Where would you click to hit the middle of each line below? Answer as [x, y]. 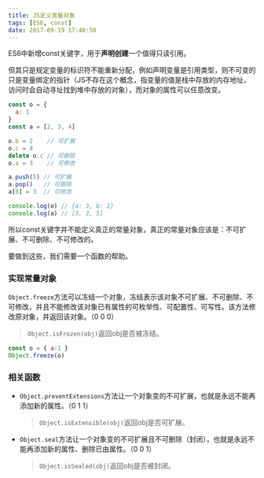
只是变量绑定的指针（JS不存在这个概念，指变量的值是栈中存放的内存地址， [129, 80]
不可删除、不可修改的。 [60, 239]
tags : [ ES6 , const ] [40, 23]
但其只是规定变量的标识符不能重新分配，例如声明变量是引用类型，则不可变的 [132, 70]
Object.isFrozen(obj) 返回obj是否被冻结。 [95, 333]
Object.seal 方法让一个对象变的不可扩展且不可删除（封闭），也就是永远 [134, 439]
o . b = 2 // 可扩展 [42, 141]
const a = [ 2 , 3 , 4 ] [42, 127]
